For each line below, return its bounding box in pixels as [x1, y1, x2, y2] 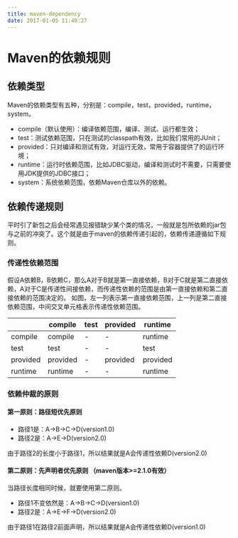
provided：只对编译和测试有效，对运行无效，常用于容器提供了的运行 [17, 142, 219, 151]
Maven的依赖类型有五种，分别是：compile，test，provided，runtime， [7, 100, 215, 109]
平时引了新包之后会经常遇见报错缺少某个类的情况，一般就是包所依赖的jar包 [7, 221, 227, 230]
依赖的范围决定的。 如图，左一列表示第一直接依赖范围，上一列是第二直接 [13, 293, 227, 302]
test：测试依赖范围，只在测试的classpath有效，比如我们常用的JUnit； [17, 133, 222, 142]
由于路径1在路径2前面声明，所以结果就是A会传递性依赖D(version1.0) [7, 522, 206, 531]
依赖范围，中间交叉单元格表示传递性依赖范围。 [7, 302, 144, 311]
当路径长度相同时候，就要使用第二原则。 [7, 483, 126, 492]
